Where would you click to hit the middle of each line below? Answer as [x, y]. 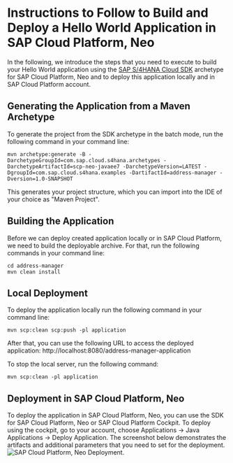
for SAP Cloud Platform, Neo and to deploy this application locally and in [111, 77]
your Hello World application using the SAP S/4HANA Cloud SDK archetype [116, 69]
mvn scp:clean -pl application [53, 377]
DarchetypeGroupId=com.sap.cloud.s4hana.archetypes [84, 160]
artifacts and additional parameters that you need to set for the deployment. [116, 445]
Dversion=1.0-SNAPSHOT [40, 179]
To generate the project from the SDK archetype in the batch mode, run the [115, 134]
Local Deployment [48, 293]
